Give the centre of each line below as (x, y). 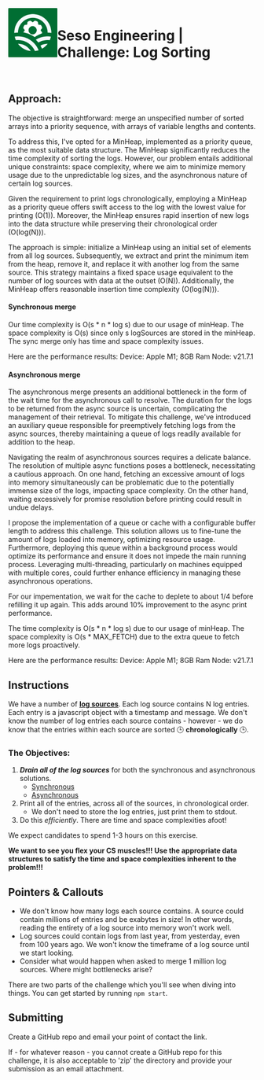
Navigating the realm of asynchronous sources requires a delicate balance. (130, 457)
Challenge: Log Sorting (134, 52)
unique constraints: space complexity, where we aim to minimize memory (127, 166)
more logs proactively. (44, 645)
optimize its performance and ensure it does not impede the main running (127, 556)
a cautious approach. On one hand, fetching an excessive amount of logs (126, 474)
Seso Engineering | (121, 36)
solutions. (35, 779)
